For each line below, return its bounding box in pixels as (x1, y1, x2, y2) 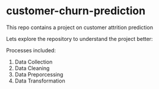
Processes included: (6, 46, 56, 54)
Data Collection (14, 58, 53, 65)
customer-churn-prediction (6, 4, 146, 18)
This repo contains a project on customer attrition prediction (6, 24, 153, 31)
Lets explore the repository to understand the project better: (6, 35, 153, 42)
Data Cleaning (14, 64, 50, 72)
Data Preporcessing (14, 71, 63, 78)
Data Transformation (14, 77, 65, 84)
